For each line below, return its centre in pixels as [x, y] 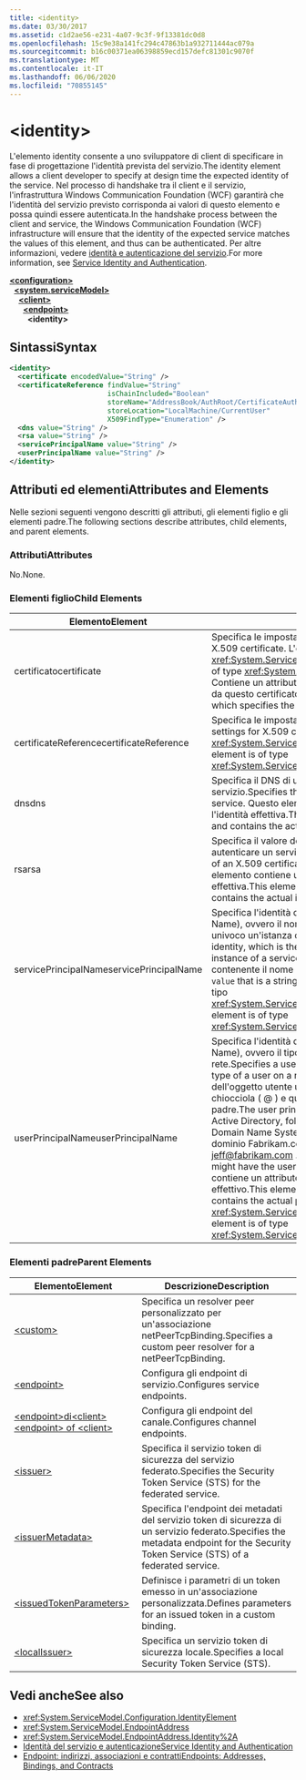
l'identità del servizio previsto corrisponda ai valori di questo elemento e [145, 204]
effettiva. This [239, 886]
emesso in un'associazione [199, 1591]
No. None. [27, 574]
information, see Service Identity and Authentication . [108, 262]
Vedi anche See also [67, 1695]
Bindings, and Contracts [68, 1766]
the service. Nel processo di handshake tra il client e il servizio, [128, 185]
